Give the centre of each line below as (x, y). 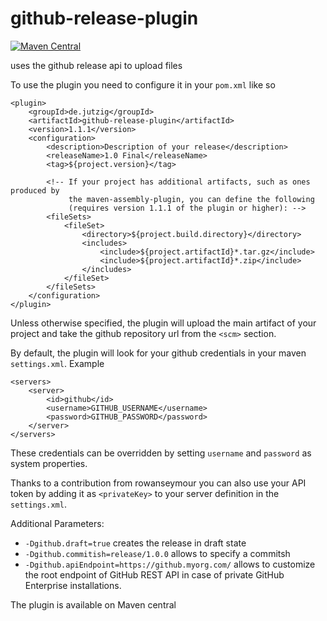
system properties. (49, 463)
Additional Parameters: (57, 523)
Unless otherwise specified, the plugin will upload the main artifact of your (163, 323)
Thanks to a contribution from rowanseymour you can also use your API (158, 483)
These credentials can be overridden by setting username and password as (161, 453)
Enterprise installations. (73, 585)
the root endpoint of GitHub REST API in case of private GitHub (154, 574)
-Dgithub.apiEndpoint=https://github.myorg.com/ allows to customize (170, 564)
